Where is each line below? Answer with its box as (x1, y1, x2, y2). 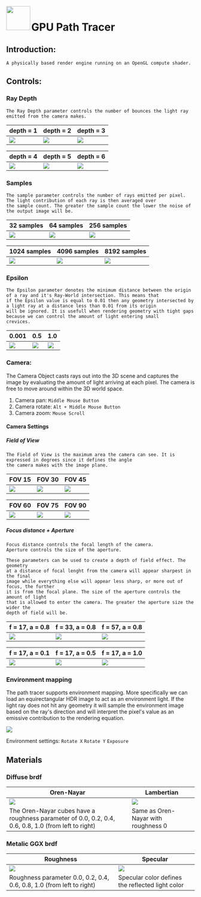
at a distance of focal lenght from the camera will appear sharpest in (6, 568, 191, 574)
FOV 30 (36, 475, 59, 484)
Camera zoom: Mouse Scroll (14, 409, 85, 416)
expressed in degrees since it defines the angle (6, 457, 133, 463)
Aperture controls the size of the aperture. (6, 547, 121, 553)
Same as (131, 806, 157, 815)
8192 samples (104, 247, 147, 255)
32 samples (9, 221, 44, 230)
